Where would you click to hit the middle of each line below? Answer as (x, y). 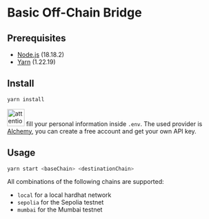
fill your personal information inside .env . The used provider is (114, 124)
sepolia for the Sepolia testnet (60, 202)
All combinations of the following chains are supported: (86, 182)
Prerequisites (37, 38)
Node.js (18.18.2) (40, 54)
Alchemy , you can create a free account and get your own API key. (102, 131)
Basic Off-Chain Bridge (75, 13)
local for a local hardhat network (64, 195)
